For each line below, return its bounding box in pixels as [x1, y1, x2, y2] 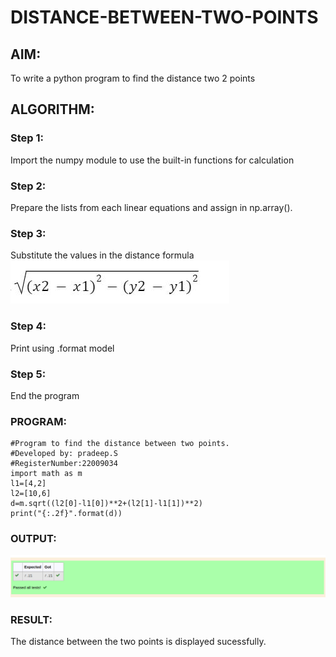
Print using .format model [10, 342, 115, 354]
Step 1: [10, 131, 44, 145]
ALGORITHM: [10, 101, 95, 118]
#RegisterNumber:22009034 [10, 459, 118, 469]
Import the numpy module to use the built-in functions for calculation [10, 154, 295, 166]
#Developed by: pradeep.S [10, 449, 118, 459]
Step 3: [10, 226, 47, 240]
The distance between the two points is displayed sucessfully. [10, 636, 267, 648]
